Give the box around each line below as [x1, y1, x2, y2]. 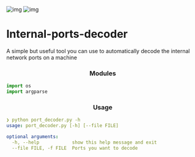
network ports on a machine [6, 54, 78, 61]
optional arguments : [6, 134, 59, 140]
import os [6, 83, 32, 89]
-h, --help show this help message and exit [12, 139, 157, 145]
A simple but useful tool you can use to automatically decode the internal [6, 47, 190, 54]
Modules [89, 69, 116, 78]
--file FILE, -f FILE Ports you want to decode [12, 145, 138, 151]
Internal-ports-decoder [6, 27, 128, 41]
